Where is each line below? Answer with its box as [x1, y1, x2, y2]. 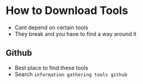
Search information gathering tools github [14, 71, 128, 78]
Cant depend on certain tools [14, 24, 89, 31]
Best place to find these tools [14, 64, 89, 71]
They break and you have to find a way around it [14, 30, 137, 37]
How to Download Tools [5, 4, 128, 18]
